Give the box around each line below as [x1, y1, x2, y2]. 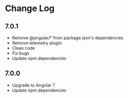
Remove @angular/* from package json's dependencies [12, 35, 124, 41]
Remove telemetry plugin [12, 40, 62, 46]
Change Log [5, 3, 55, 14]
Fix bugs [12, 50, 29, 56]
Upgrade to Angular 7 [12, 82, 56, 88]
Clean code [12, 45, 35, 51]
